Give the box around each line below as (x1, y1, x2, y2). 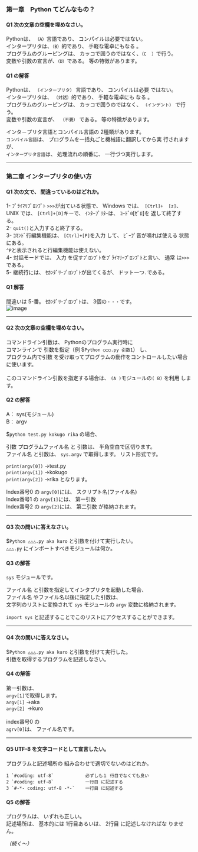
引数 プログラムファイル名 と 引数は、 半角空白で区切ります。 (6, 443, 156, 451)
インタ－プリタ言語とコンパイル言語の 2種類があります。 (6, 128, 145, 135)
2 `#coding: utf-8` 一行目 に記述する (6, 779, 124, 785)
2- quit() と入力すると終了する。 (6, 225, 86, 232)
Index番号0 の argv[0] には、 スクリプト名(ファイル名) (6, 488, 137, 495)
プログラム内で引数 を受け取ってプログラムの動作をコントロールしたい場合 (6, 353, 188, 360)
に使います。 (6, 361, 37, 368)
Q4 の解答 (6, 670, 31, 678)
